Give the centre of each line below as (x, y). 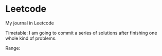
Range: (13, 48)
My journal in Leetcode (30, 23)
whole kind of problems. (31, 38)
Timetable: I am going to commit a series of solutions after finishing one (81, 33)
